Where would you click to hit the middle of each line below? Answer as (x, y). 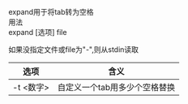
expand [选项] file (38, 32)
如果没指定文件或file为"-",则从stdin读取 (74, 50)
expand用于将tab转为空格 (51, 12)
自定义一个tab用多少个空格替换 (116, 87)
